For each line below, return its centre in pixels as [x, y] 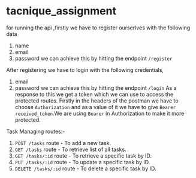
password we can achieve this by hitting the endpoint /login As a [96, 88]
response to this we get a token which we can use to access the [94, 94]
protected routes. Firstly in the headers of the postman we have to [97, 101]
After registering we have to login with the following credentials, [85, 70]
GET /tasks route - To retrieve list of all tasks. [71, 149]
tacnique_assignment [61, 11]
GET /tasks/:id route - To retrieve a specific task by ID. [83, 156]
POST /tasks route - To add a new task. [63, 143]
